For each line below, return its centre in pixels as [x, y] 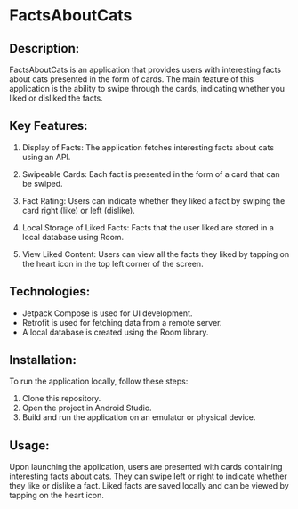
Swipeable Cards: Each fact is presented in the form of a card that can [151, 174]
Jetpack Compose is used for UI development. [107, 313]
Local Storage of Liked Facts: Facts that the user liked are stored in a [148, 227]
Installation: [43, 360]
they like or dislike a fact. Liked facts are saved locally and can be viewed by [149, 486]
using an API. [46, 157]
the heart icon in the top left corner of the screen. [113, 263]
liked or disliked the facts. [56, 98]
